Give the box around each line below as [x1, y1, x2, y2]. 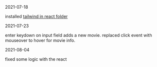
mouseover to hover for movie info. [5, 37, 75, 43]
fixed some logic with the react [5, 56, 67, 62]
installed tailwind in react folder [5, 14, 68, 19]
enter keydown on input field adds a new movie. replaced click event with [5, 33, 152, 38]
